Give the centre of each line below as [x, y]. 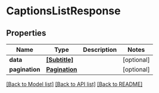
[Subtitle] [60, 60]
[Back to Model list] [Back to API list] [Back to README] [74, 84]
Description [100, 50]
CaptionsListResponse [63, 11]
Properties [26, 33]
